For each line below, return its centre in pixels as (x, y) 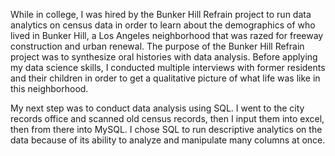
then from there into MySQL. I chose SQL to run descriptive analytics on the (166, 129)
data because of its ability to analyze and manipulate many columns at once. (168, 140)
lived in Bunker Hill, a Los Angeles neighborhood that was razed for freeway (167, 35)
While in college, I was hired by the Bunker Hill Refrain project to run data (161, 14)
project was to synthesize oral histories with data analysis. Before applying (164, 57)
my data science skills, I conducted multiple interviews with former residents (168, 67)
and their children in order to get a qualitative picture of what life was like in (165, 78)
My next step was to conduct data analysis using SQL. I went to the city (157, 108)
